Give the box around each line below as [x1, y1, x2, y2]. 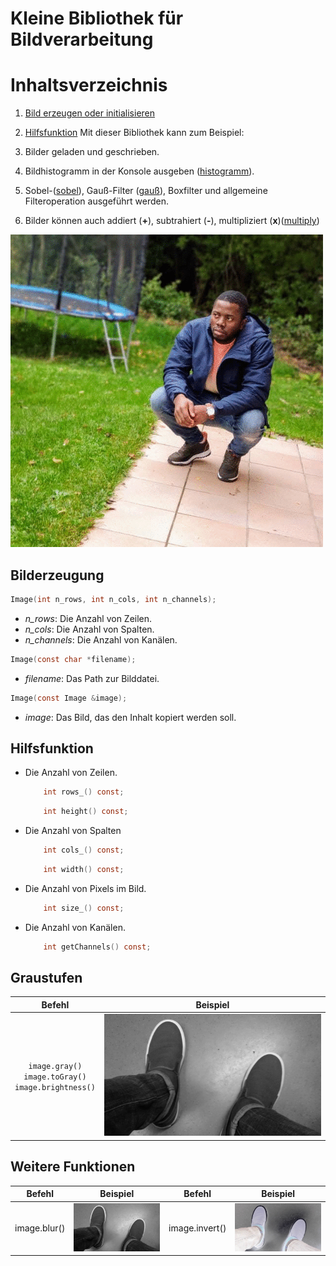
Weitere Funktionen [10, 1158, 136, 1176]
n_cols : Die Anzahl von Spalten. [24, 623, 155, 635]
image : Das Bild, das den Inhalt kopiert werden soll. [24, 711, 237, 723]
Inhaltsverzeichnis [10, 74, 168, 97]
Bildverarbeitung [10, 28, 154, 51]
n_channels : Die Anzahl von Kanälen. [24, 633, 178, 646]
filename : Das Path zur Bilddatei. [24, 672, 160, 684]
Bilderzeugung [10, 567, 105, 584]
